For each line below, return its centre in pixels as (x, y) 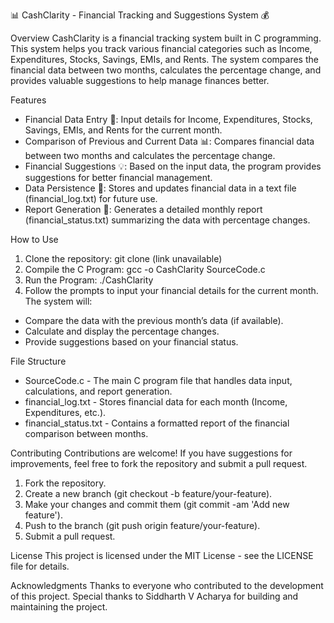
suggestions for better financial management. (118, 177)
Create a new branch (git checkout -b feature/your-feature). (148, 493)
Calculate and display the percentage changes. (122, 331)
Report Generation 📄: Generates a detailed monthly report (143, 209)
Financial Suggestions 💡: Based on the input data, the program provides (173, 166)
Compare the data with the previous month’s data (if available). (154, 320)
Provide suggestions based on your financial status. (131, 342)
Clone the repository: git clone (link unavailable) (123, 258)
